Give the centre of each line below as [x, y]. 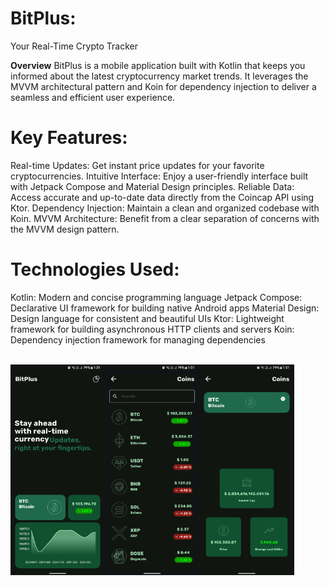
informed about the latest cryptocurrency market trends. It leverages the [159, 76]
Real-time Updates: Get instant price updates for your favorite [137, 165]
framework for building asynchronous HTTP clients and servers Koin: [152, 329]
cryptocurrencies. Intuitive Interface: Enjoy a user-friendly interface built [159, 176]
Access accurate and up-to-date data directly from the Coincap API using [162, 197]
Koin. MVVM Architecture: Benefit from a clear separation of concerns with [165, 218]
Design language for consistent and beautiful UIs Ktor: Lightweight [147, 318]
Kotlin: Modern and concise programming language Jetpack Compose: [156, 297]
